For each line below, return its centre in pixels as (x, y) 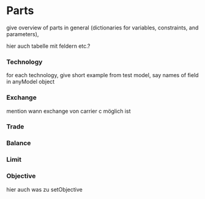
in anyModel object (31, 82)
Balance (19, 143)
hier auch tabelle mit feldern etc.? (48, 46)
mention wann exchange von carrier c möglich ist (69, 111)
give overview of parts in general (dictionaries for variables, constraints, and (102, 28)
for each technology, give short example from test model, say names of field (102, 75)
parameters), (23, 34)
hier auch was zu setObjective (44, 189)
